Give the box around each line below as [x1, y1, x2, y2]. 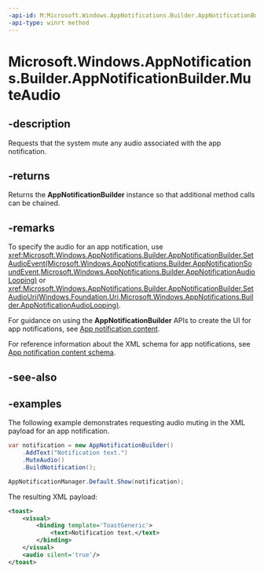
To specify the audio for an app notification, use [8, 242, 163, 252]
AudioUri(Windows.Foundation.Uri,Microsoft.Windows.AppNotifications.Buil [8, 292, 254, 302]
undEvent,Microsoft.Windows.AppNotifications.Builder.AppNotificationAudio [8, 267, 255, 277]
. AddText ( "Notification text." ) [22, 449, 128, 457]
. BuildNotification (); [22, 463, 97, 472]
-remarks [8, 221, 55, 234]
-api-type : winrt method [8, 19, 90, 27]
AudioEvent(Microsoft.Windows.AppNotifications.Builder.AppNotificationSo [8, 259, 253, 268]
